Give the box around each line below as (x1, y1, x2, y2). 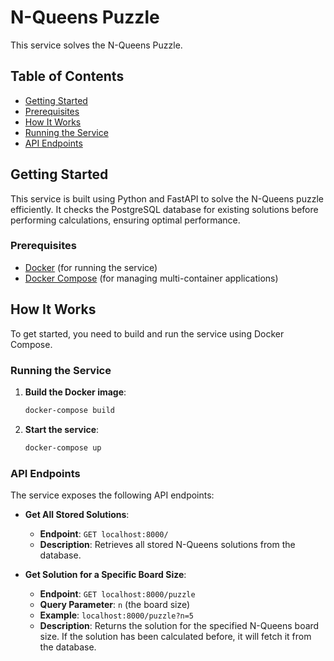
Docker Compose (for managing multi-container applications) (24, 272, 279, 284)
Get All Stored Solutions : (24, 509, 130, 521)
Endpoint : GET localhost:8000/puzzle (39, 588, 196, 600)
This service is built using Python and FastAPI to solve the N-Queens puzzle (10, 192, 324, 205)
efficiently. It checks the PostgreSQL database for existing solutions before (10, 203, 319, 215)
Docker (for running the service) (24, 261, 158, 273)
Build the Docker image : (24, 386, 127, 398)
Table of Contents (10, 68, 125, 85)
